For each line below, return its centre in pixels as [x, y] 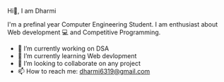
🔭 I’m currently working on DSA [63, 48]
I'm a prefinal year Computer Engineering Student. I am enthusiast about [113, 24]
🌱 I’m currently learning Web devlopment [77, 56]
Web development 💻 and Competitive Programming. [84, 32]
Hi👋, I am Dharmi [32, 11]
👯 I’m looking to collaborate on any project [79, 63]
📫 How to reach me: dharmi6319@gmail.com [84, 71]
